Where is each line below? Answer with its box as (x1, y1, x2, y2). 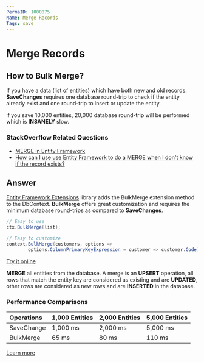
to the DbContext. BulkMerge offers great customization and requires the (6, 201, 190, 208)
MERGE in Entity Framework (15, 147, 86, 154)
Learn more (6, 349, 35, 357)
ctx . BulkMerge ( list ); (6, 224, 61, 230)
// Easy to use (6, 219, 45, 225)
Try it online (6, 257, 36, 265)
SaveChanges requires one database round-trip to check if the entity (6, 93, 180, 101)
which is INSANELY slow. (6, 118, 70, 126)
